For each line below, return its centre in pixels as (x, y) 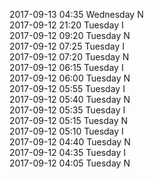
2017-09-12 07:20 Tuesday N (69, 57)
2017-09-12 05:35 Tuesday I (67, 110)
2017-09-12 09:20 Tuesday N (70, 35)
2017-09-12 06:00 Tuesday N (70, 78)
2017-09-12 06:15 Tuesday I (66, 67)
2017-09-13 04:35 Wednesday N (76, 14)
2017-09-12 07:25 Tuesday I (67, 46)
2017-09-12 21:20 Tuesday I (66, 25)
